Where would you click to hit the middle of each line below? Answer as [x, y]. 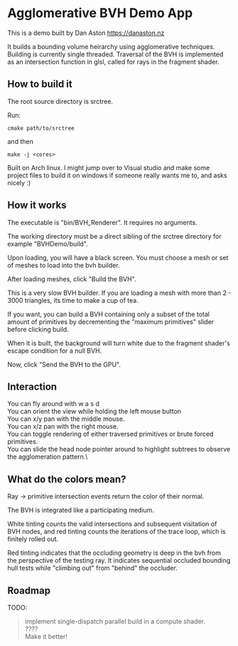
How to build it [40, 84]
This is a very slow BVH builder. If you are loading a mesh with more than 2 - [119, 293]
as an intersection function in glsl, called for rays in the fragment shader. [113, 61]
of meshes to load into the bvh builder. [64, 265]
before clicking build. [38, 329]
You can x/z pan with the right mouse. [63, 427]
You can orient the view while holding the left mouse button [94, 412]
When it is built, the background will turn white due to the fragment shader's [119, 343]
